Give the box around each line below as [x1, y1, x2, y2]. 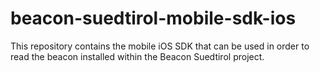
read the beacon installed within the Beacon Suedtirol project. [10, 50, 265, 62]
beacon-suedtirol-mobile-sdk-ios [10, 7, 297, 30]
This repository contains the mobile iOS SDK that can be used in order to [10, 40, 310, 52]
